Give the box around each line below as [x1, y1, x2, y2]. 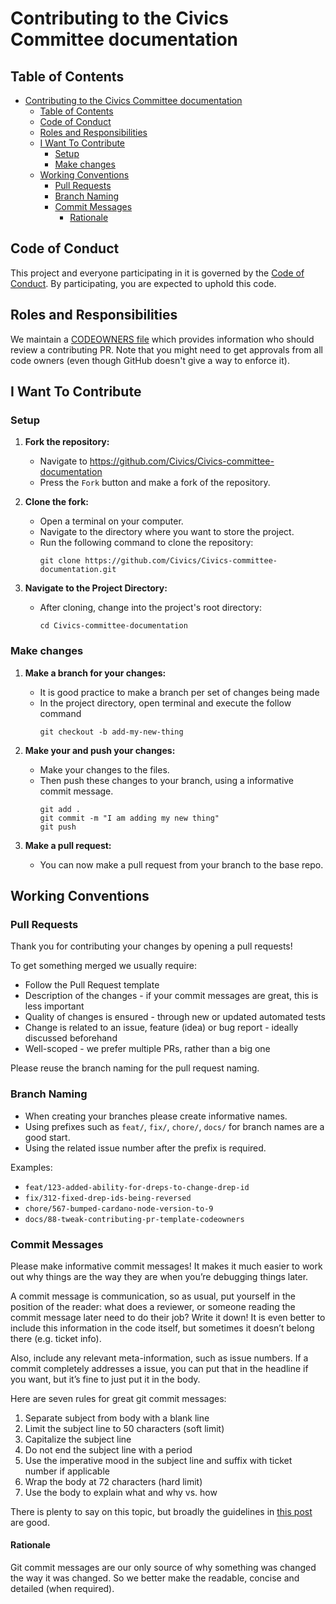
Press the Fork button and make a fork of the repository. [39, 477, 271, 489]
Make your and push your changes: [24, 744, 176, 756]
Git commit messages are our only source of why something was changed [10, 1562, 317, 1574]
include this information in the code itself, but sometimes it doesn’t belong [10, 1322, 315, 1334]
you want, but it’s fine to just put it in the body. [10, 1373, 201, 1385]
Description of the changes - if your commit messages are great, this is [24, 990, 319, 1002]
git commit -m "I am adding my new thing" [39, 813, 220, 823]
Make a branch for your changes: [24, 667, 167, 679]
